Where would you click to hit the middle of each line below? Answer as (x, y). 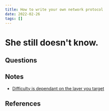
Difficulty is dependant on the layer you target (58, 88)
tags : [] (14, 18)
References (23, 104)
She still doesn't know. (52, 42)
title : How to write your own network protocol (54, 9)
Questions (21, 60)
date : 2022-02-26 (23, 14)
